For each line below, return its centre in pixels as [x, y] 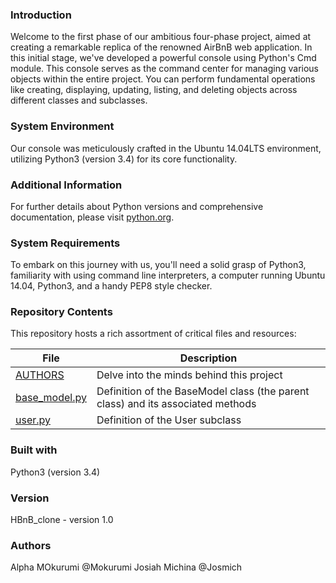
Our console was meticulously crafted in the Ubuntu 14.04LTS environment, [166, 148]
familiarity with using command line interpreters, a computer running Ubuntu [168, 275]
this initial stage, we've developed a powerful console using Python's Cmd [163, 58]
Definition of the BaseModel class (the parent [203, 391]
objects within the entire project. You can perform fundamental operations [163, 79]
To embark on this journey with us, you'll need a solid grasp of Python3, [158, 265]
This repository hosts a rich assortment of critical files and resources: [153, 334]
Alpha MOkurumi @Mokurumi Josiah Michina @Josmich [126, 567]
